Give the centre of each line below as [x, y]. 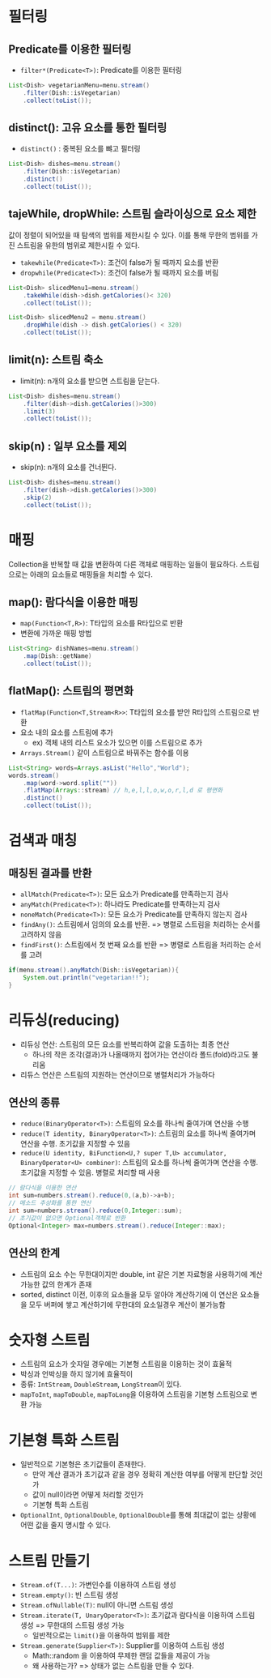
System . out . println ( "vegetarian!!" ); [87, 977]
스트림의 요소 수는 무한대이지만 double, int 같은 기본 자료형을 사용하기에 [134, 1274]
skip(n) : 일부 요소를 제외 [68, 446]
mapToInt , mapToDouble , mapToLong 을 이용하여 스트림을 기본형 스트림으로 [134, 1394]
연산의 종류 [34, 1103]
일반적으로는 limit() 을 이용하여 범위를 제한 [101, 1635]
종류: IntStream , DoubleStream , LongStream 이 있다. [101, 1384]
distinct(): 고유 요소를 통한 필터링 [88, 128]
